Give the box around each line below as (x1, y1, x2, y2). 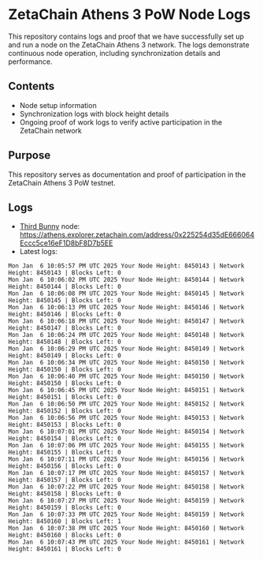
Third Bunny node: (19, 222, 80, 231)
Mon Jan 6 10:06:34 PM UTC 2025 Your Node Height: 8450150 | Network (8, 359, 245, 367)
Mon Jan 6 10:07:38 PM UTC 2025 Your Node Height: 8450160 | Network (8, 525, 245, 533)
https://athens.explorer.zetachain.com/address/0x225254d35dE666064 (19, 230, 254, 240)
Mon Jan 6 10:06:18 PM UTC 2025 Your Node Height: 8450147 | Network (8, 317, 245, 325)
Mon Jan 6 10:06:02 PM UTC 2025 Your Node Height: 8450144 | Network (8, 276, 245, 284)
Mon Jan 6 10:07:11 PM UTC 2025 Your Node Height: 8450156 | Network (8, 455, 245, 463)
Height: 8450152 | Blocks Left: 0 (8, 407, 122, 415)
